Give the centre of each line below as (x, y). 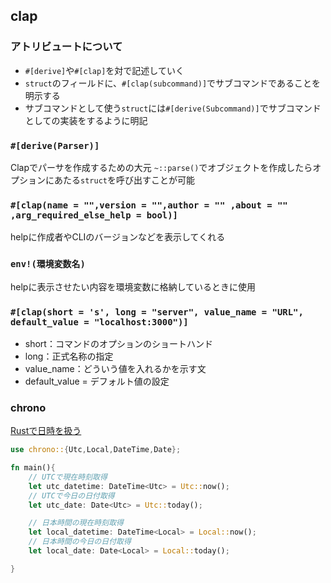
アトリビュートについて (66, 47)
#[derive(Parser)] (55, 145)
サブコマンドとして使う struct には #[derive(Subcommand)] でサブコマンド (173, 108)
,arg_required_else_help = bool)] (94, 215)
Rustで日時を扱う (46, 431)
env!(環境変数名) (48, 264)
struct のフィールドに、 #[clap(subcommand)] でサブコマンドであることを (172, 83)
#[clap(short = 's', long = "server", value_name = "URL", (157, 312)
